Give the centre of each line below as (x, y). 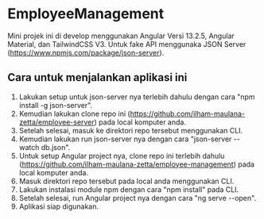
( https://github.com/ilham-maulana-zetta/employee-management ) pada (137, 164)
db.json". (56, 147)
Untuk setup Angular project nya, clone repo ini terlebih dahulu (122, 156)
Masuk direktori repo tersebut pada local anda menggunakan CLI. (126, 181)
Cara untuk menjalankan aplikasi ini (97, 77)
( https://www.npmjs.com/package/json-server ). (86, 52)
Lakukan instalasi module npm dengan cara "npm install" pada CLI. (129, 189)
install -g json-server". (56, 105)
